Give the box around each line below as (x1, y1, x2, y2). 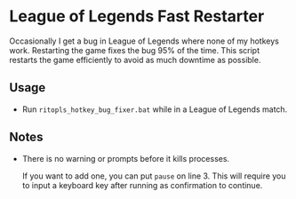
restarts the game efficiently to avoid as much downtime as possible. (9, 54, 261, 65)
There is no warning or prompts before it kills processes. (21, 153, 229, 163)
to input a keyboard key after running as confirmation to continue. (21, 179, 263, 190)
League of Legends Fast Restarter (9, 6, 265, 27)
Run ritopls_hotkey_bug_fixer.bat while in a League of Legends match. (21, 104, 288, 115)
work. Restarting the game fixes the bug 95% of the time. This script (9, 44, 260, 55)
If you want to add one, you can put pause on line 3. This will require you (21, 171, 286, 181)
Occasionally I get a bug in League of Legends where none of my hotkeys (9, 36, 280, 46)
